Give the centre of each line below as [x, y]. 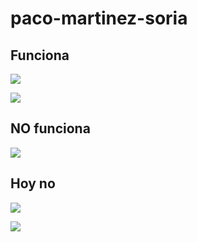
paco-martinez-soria [99, 18]
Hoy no [33, 183]
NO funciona [50, 128]
